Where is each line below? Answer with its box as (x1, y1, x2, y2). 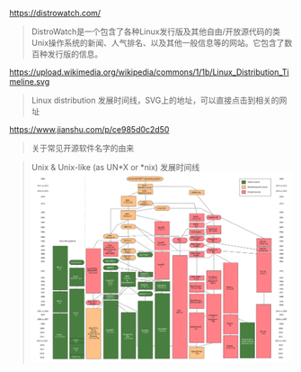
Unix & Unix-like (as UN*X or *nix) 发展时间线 (31, 162, 200, 172)
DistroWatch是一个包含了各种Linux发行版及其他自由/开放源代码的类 (31, 26, 281, 37)
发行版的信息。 (47, 49, 103, 59)
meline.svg (9, 77, 50, 86)
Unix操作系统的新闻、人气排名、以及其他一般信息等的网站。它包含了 (31, 38, 285, 48)
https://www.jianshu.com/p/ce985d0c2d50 (9, 124, 170, 134)
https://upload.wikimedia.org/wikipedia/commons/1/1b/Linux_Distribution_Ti (9, 67, 289, 77)
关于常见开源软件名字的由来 (31, 143, 135, 153)
